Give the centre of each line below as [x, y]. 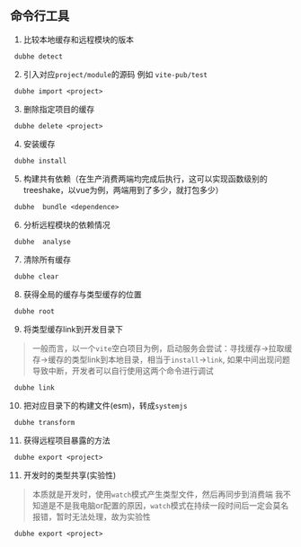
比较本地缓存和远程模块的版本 [78, 40]
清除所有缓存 [47, 260]
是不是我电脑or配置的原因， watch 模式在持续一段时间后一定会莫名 [168, 505]
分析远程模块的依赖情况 [66, 225]
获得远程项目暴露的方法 [66, 440]
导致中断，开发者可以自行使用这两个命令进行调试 [123, 370]
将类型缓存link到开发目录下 [73, 329]
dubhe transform [44, 422]
